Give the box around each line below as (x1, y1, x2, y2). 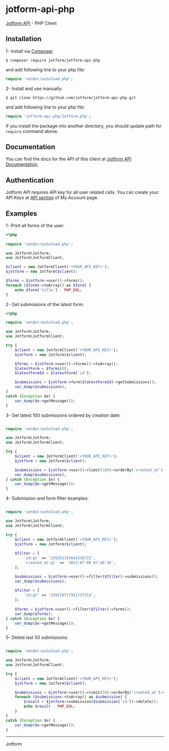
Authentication (6, 176, 54, 184)
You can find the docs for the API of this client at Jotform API (6, 156, 132, 162)
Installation (6, 35, 42, 43)
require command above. (6, 128, 59, 134)
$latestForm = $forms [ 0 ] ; (15, 366, 69, 371)
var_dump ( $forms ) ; (15, 611, 53, 616)
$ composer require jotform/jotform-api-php (6, 58, 100, 63)
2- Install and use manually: (6, 85, 63, 91)
